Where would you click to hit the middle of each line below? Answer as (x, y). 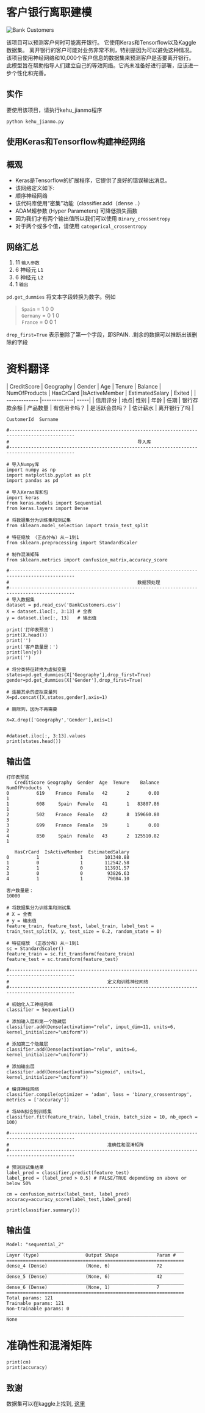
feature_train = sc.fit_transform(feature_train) (71, 954)
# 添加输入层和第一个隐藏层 (37, 1021)
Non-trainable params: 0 (38, 1309)
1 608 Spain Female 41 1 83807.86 (83, 804)
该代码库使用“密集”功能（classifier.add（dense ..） (79, 203)
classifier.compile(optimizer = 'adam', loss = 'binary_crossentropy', (99, 1094)
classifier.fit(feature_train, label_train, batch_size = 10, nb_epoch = (102, 1117)
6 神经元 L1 (29, 269)
